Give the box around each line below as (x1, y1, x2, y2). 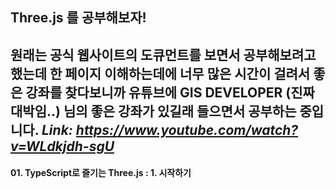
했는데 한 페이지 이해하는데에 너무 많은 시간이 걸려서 (10, 65, 311, 82)
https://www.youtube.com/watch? (75, 121, 299, 138)
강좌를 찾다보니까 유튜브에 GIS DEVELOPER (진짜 (25, 84, 315, 101)
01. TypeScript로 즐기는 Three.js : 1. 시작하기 (10, 167, 192, 179)
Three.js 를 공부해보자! (10, 9, 147, 27)
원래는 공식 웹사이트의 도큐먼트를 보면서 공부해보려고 (10, 46, 317, 63)
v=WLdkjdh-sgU (10, 138, 115, 155)
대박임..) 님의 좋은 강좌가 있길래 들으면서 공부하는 (10, 103, 297, 120)
